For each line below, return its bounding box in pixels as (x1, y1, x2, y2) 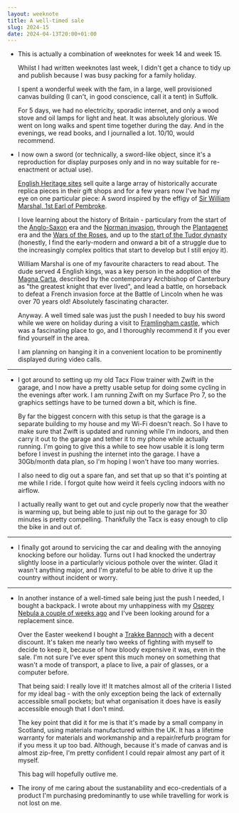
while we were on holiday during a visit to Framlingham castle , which (17, 319, 220, 327)
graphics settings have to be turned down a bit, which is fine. (17, 398, 197, 407)
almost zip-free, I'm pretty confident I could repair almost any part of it (17, 748, 225, 758)
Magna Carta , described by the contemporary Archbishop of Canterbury (17, 275, 230, 283)
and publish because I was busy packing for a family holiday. (17, 71, 197, 80)
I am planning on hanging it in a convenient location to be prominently (17, 348, 223, 356)
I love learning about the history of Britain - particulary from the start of (17, 216, 227, 224)
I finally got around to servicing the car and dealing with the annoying (17, 543, 222, 552)
